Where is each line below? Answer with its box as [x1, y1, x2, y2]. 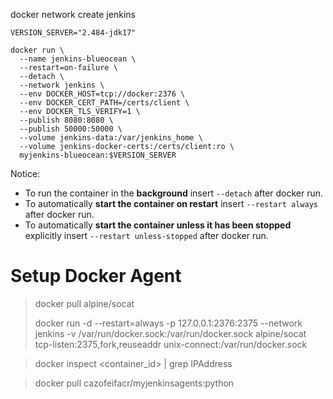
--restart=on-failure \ [19, 63, 118, 73]
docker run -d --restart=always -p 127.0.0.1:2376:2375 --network [34, 317, 303, 329]
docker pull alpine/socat [34, 297, 135, 309]
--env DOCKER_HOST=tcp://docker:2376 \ [19, 89, 186, 99]
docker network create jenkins [10, 9, 136, 20]
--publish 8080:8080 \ [19, 115, 114, 125]
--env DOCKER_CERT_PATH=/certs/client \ [19, 98, 190, 108]
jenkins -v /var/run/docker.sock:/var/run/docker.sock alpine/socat [34, 327, 307, 339]
